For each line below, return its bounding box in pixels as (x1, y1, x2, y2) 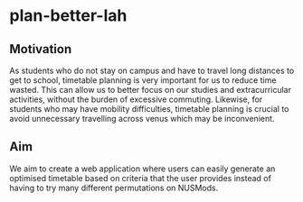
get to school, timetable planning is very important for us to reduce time (9, 75, 277, 86)
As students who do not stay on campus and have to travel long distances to (9, 65, 295, 76)
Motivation (9, 41, 72, 57)
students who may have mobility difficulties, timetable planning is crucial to (9, 104, 289, 114)
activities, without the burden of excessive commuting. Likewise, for (9, 94, 263, 105)
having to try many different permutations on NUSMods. (9, 182, 219, 193)
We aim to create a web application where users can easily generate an (9, 163, 276, 174)
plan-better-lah (9, 5, 128, 26)
